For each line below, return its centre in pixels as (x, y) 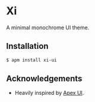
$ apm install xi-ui (32, 60)
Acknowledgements (44, 79)
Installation (27, 46)
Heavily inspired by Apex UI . (49, 93)
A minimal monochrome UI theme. (48, 27)
